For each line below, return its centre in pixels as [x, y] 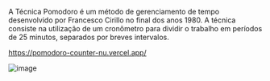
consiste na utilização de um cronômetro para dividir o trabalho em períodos [135, 28]
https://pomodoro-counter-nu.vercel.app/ [77, 53]
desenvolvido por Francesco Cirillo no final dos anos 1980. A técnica [122, 20]
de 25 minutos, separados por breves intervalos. [89, 37]
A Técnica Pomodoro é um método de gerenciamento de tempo [114, 12]
